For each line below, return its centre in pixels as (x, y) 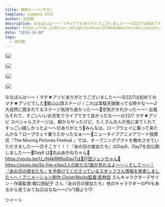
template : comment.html (29, 14)
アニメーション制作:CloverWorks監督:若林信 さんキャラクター (84, 177)
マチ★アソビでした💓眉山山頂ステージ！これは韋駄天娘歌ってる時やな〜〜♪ (81, 103)
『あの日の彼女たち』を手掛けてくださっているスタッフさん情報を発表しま (80, 171)
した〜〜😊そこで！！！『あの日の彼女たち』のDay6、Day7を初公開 (91, 146)
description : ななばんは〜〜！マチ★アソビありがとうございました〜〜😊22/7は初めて (82, 23)
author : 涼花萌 (19, 19)
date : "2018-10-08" (25, 33)
